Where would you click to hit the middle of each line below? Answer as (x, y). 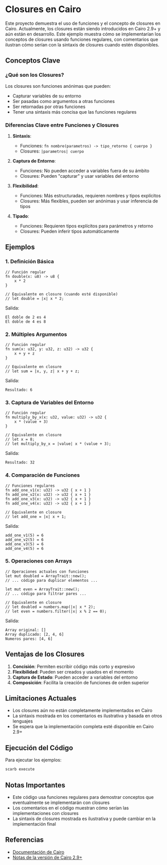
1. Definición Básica (30, 262)
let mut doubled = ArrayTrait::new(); (46, 576)
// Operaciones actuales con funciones (47, 572)
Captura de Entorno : (34, 161)
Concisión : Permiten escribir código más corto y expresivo (74, 666)
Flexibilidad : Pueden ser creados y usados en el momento (73, 672)
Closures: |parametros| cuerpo (52, 151)
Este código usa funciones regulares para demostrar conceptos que (83, 797)
